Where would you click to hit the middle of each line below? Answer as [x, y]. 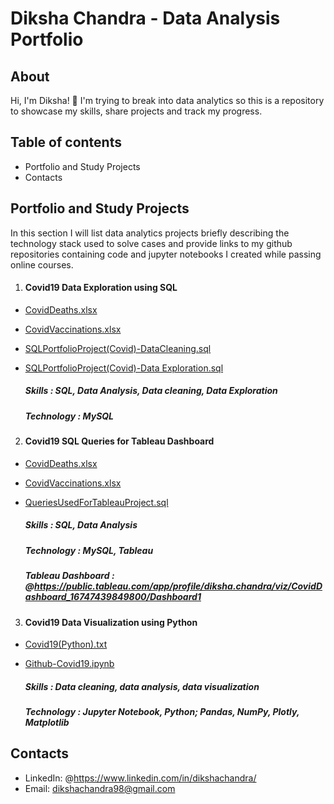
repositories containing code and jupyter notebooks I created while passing [166, 254]
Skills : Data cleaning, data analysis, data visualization [142, 686]
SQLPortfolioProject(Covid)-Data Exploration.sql [124, 368]
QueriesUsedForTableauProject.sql [96, 502]
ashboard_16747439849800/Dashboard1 [113, 597]
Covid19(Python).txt [66, 644]
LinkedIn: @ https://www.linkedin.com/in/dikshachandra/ [140, 778]
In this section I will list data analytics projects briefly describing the [150, 233]
